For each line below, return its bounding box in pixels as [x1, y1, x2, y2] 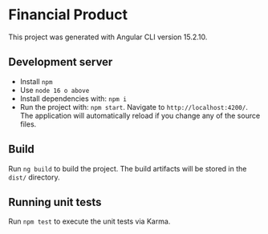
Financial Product [8, 6, 128, 24]
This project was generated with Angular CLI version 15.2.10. [8, 32, 208, 42]
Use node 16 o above [19, 85, 90, 95]
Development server [8, 55, 113, 69]
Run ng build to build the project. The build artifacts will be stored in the [8, 163, 247, 173]
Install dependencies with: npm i [19, 94, 127, 103]
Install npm [19, 76, 53, 86]
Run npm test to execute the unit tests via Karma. [8, 216, 171, 226]
